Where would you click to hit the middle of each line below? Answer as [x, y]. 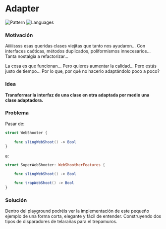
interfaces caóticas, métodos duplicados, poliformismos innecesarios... [78, 51]
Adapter [22, 9]
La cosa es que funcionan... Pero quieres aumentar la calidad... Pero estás [81, 66]
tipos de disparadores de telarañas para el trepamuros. [61, 222]
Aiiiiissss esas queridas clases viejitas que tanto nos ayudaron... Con [75, 46]
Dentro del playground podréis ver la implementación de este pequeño [77, 211]
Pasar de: [15, 124]
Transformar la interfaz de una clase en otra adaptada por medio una [77, 95]
